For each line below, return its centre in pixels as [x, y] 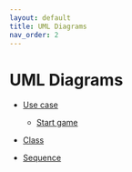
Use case [41, 105]
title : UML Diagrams [49, 26]
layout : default [40, 18]
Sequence [42, 158]
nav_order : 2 [34, 35]
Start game [57, 123]
